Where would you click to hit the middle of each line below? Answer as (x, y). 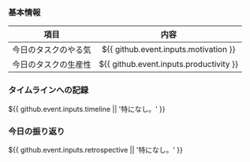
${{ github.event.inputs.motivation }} (168, 50)
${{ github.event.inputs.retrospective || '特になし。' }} (95, 149)
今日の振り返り (37, 131)
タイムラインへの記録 (49, 90)
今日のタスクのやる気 (52, 50)
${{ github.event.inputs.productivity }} (169, 64)
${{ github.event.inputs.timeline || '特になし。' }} (87, 109)
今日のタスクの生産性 (52, 64)
